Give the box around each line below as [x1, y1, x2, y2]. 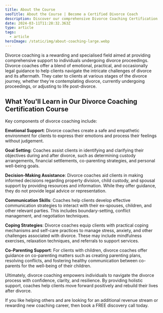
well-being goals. [5, 163, 40, 169]
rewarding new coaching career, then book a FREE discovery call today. [5, 302, 149, 308]
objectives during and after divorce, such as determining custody [5, 152, 136, 158]
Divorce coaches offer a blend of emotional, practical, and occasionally [5, 62, 148, 68]
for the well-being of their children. [21, 263, 91, 269]
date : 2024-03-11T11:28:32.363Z [5, 20, 71, 26]
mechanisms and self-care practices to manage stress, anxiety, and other [5, 227, 153, 233]
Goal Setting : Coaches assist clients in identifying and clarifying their [5, 147, 144, 153]
